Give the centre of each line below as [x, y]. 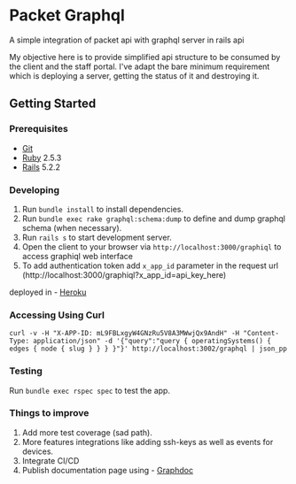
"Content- [261, 334]
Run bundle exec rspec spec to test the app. [90, 390]
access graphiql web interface [78, 256]
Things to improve [49, 413]
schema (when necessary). [72, 227]
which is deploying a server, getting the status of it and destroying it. [134, 75]
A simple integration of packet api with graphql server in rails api [127, 40]
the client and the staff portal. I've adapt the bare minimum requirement [140, 66]
